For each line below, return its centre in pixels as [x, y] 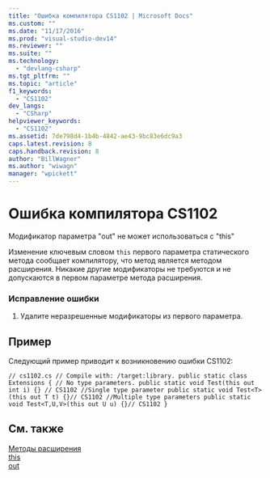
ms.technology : [34, 61]
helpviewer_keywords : [45, 121]
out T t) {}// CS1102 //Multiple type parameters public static [140, 397]
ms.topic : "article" [43, 83]
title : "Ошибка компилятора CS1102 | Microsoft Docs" [101, 16]
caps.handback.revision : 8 [54, 151]
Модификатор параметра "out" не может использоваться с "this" [122, 236]
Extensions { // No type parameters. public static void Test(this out [131, 383]
